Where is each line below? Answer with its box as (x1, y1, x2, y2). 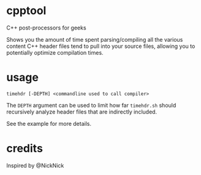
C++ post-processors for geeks (6, 24, 87, 31)
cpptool (6, 4, 47, 18)
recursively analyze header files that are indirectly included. (6, 108, 157, 115)
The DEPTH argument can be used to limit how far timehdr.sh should (6, 101, 176, 109)
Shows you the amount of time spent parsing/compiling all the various (6, 36, 183, 43)
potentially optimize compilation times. (6, 49, 104, 56)
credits (6, 142, 43, 155)
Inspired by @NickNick (6, 161, 64, 169)
